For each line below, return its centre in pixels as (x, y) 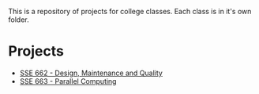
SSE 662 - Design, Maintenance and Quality (91, 73)
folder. (19, 20)
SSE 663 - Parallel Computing (68, 81)
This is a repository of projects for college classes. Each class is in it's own (130, 11)
